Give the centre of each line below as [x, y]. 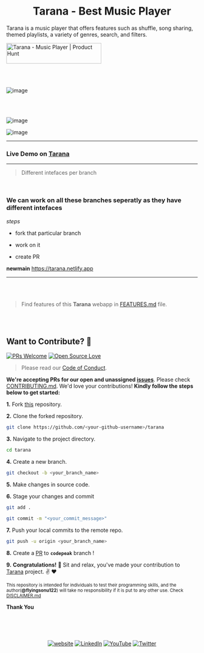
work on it [28, 245]
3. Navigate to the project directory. [51, 439]
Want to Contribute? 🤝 [49, 341]
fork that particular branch [48, 233]
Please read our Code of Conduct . [64, 368]
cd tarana [19, 450]
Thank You [20, 607]
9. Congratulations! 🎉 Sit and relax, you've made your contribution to [93, 565]
